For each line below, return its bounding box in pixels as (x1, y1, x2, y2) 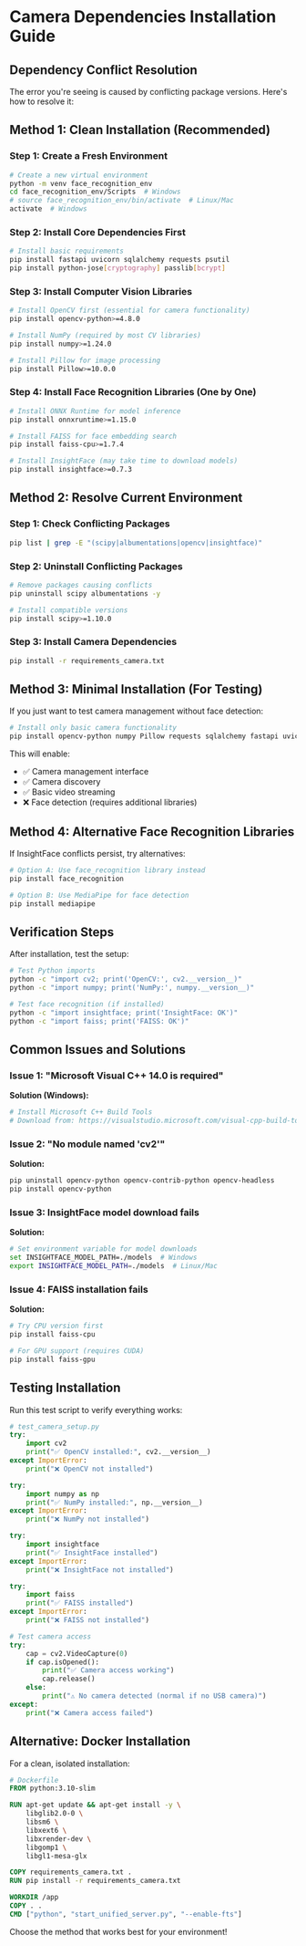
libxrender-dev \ (25, 1834, 92, 1844)
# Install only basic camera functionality (9, 723, 178, 733)
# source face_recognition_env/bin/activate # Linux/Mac (9, 196, 234, 205)
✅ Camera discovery (22, 776, 101, 787)
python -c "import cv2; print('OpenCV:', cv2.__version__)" (9, 974, 243, 984)
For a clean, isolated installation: (9, 1758, 130, 1769)
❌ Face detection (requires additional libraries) (22, 796, 198, 808)
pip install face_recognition (9, 874, 125, 883)
